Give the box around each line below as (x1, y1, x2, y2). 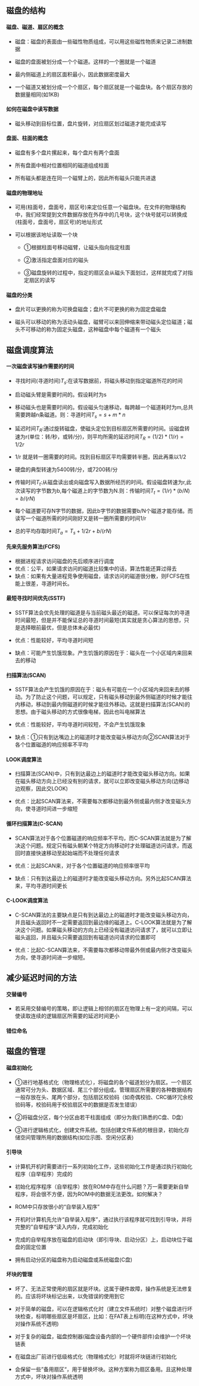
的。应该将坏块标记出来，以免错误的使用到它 (14, 1292, 125, 1300)
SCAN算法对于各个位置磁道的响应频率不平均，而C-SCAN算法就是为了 (14, 834, 186, 841)
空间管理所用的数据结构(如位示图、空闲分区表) (20, 1134, 134, 1141)
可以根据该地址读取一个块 (14, 231, 78, 239)
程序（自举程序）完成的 (14, 1170, 73, 1177)
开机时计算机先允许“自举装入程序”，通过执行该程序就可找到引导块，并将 (14, 1215, 192, 1223)
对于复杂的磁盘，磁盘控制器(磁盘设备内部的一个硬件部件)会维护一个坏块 (14, 1332, 192, 1340)
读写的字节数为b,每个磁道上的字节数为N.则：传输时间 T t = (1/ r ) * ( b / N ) (20, 487, 191, 496)
